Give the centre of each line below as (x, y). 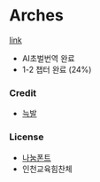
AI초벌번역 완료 (48, 58)
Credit (23, 92)
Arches (36, 16)
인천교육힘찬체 (47, 169)
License (27, 137)
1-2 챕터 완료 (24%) (57, 69)
